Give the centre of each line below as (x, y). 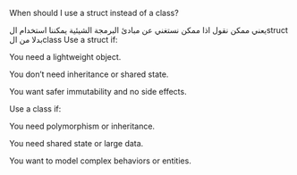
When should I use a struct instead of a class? (94, 13)
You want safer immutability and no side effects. (98, 92)
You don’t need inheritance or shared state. (89, 74)
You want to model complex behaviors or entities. (101, 161)
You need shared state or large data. (76, 143)
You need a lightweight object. (65, 57)
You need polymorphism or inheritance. (82, 126)
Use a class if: (35, 109)
